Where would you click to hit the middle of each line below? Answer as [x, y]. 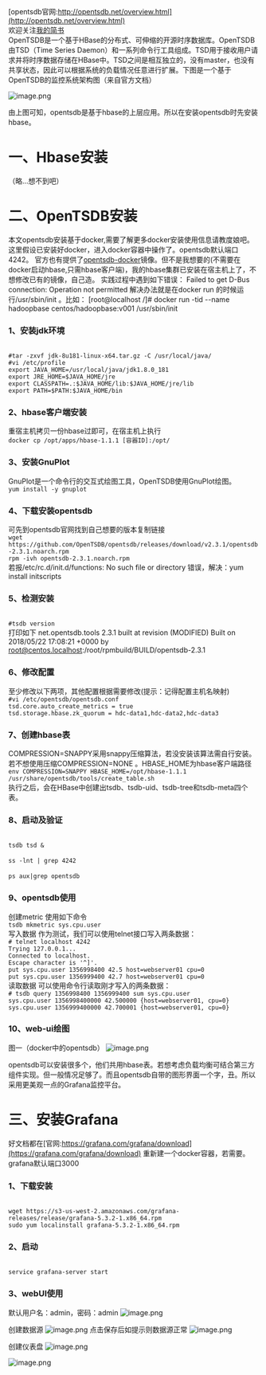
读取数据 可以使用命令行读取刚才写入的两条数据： [90, 985]
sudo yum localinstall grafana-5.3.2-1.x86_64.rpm [94, 1225]
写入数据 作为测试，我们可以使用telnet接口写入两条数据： [102, 934]
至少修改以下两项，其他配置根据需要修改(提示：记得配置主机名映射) [119, 691]
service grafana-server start [59, 1272]
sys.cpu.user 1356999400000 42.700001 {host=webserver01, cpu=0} [119, 1007]
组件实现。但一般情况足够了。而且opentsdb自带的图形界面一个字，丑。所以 [132, 1075]
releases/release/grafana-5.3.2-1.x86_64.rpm [85, 1218]
